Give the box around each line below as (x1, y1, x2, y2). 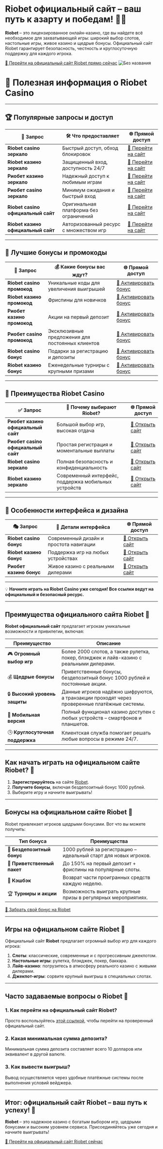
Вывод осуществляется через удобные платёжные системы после (5, 1074, 144, 1080)
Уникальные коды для (48, 279, 100, 286)
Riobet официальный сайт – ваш (5, 3, 142, 15)
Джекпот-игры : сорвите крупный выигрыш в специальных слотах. (12, 973, 152, 979)
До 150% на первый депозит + (63, 860, 136, 866)
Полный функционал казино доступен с (61, 708, 156, 715)
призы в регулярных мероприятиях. (63, 894, 148, 901)
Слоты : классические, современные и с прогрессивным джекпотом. (12, 953, 157, 959)
